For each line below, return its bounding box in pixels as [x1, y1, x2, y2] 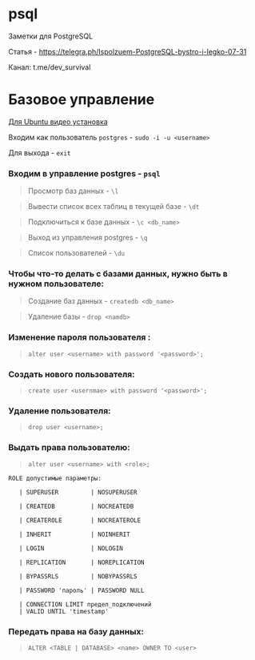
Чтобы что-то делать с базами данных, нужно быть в [8, 268, 228, 280]
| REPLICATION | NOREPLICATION [18, 558, 145, 566]
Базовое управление [8, 91, 155, 109]
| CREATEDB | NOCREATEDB [18, 502, 134, 510]
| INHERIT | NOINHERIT [18, 530, 130, 538]
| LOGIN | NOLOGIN [18, 544, 124, 553]
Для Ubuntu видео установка [8, 117, 108, 127]
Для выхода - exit [8, 147, 71, 157]
